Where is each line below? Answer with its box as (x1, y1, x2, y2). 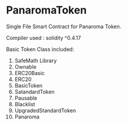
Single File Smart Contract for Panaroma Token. (6, 23, 122, 30)
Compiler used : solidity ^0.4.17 (6, 34, 81, 41)
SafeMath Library (14, 57, 57, 64)
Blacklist (14, 100, 35, 107)
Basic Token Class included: (6, 45, 75, 53)
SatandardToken (14, 88, 55, 95)
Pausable (14, 94, 38, 102)
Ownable (14, 63, 37, 70)
